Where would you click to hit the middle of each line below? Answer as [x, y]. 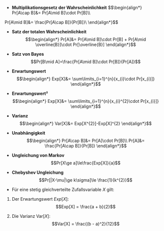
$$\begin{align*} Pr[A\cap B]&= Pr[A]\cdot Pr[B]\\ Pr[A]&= [86, 140]
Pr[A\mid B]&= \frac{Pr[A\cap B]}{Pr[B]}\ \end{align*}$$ [61, 22]
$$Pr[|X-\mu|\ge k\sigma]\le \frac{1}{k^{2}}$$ [85, 180]
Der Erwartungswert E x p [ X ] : [40, 199]
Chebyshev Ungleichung [38, 172]
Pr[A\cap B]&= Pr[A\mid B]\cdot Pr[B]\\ [51, 13]
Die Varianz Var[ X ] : [31, 216]
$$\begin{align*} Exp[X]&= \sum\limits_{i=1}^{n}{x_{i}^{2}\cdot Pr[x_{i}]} [86, 101]
